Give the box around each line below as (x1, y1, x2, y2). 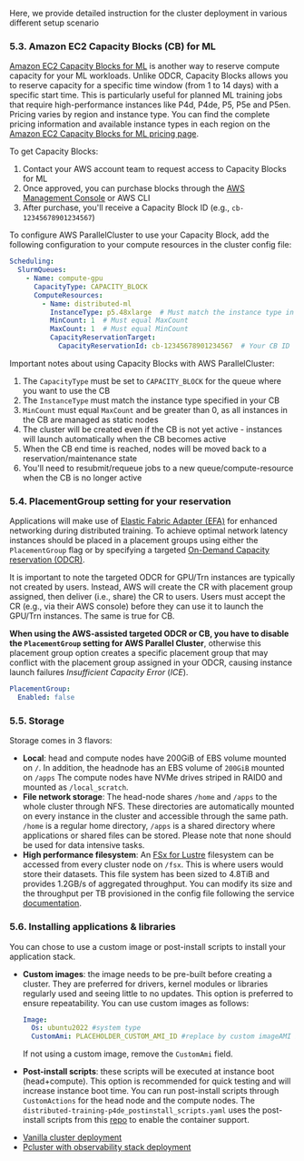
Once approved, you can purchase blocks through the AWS (22, 183, 245, 194)
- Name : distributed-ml (42, 299, 132, 308)
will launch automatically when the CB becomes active (22, 433, 227, 444)
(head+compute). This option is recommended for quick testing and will (22, 1075, 291, 1086)
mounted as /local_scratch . (22, 782, 129, 793)
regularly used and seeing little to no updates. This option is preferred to (22, 987, 293, 999)
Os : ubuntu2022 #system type (31, 1024, 142, 1033)
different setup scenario (9, 17, 100, 28)
